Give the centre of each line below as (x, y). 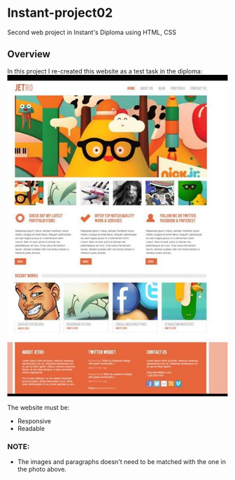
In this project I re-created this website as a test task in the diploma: (105, 71)
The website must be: (38, 407)
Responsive (34, 421)
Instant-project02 (60, 13)
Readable (31, 428)
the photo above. (42, 470)
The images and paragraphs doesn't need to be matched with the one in (121, 462)
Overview (29, 54)
